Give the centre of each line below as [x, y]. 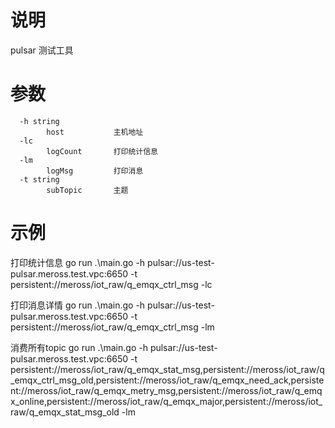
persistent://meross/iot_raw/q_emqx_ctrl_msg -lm [112, 327]
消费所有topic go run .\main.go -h [79, 347]
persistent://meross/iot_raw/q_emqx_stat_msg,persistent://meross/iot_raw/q [167, 369]
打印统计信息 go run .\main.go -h [78, 262]
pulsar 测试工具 [42, 50]
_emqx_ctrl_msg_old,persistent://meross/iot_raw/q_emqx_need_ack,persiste [167, 380]
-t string [39, 179]
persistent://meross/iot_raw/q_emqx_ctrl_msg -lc [111, 284]
